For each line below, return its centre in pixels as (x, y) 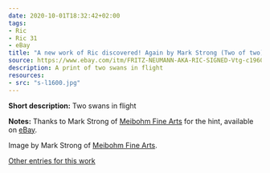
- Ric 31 (23, 38)
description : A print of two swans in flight (86, 68)
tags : (17, 23)
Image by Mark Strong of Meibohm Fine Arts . (83, 145)
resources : (27, 75)
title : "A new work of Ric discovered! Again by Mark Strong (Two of (127, 53)
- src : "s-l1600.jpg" (45, 82)
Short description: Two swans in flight (72, 106)
